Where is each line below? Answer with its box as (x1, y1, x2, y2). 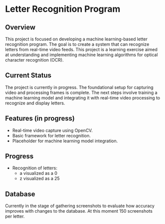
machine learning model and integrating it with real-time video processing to (5, 95, 160, 100)
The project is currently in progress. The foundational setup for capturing (5, 84, 154, 90)
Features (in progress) (5, 114, 75, 123)
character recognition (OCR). (5, 57, 64, 63)
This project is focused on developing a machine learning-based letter (5, 36, 148, 42)
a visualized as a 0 (19, 170, 58, 176)
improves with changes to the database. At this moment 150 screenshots (5, 208, 153, 214)
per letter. (5, 213, 25, 220)
